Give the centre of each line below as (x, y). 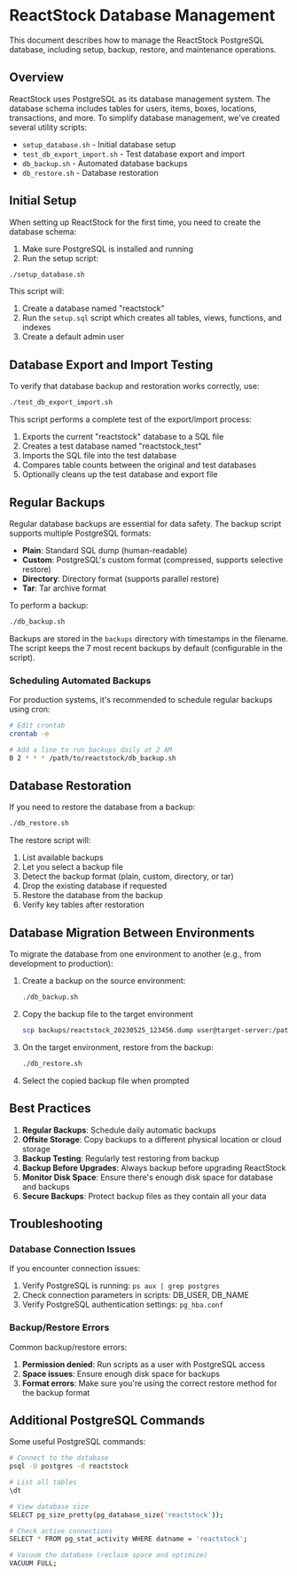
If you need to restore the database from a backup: (102, 807)
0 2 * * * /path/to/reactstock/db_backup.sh (93, 758)
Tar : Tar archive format (64, 588)
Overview (37, 78)
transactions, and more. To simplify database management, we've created (145, 117)
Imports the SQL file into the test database (99, 456)
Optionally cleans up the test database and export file (120, 474)
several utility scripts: (48, 127)
